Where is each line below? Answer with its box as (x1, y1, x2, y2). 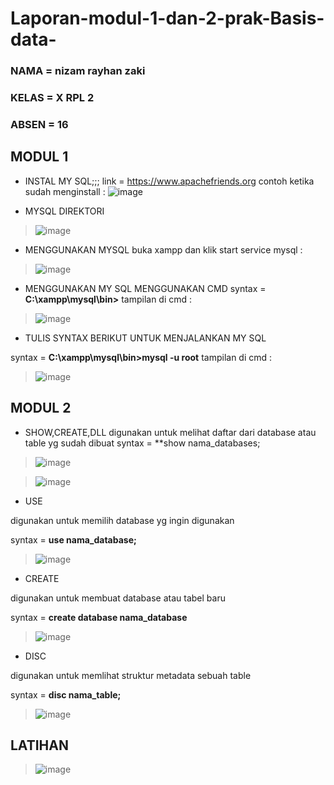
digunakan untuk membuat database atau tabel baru (10, 592, 226, 604)
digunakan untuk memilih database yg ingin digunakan (10, 514, 235, 526)
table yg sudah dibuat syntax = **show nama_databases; (24, 437, 261, 449)
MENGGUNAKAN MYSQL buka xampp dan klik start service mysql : (24, 243, 303, 256)
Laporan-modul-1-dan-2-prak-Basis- (10, 7, 325, 30)
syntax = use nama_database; (10, 533, 137, 546)
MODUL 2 (10, 400, 72, 417)
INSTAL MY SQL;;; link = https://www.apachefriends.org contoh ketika (24, 175, 315, 187)
